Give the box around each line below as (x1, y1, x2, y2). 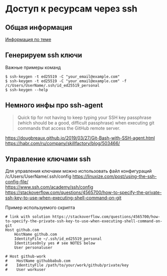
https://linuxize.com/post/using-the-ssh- (72, 173, 157, 179)
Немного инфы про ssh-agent (5, 101, 103, 110)
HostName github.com (14, 232, 57, 237)
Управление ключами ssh (5, 155, 91, 164)
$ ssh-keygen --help (5, 87, 49, 92)
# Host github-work (5, 254, 46, 259)
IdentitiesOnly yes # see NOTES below (14, 241, 95, 246)
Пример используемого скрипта (5, 204, 75, 211)
